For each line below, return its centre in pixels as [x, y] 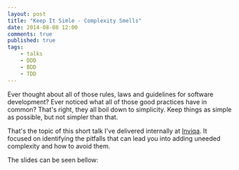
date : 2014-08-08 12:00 [43, 27]
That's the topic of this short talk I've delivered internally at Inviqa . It [107, 131]
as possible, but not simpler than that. [63, 117]
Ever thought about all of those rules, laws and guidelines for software [111, 94]
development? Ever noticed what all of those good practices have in [107, 101]
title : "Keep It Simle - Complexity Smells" [75, 21]
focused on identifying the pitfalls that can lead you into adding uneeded [114, 138]
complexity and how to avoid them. [59, 146]
